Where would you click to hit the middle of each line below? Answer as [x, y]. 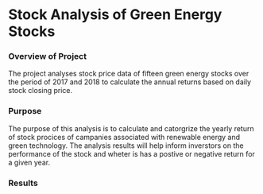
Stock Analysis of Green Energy [115, 15]
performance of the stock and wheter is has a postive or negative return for [132, 153]
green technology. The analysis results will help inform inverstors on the [126, 145]
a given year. [29, 162]
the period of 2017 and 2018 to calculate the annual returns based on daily [130, 82]
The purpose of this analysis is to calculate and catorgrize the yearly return [131, 128]
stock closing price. [41, 91]
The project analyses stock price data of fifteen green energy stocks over [129, 74]
